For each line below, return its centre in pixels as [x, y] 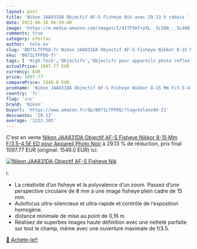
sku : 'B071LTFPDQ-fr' [33, 55]
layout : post [22, 11]
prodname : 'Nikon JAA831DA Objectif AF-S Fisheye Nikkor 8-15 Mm [87, 88]
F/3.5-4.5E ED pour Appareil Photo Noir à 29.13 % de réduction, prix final [94, 144]
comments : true [25, 33]
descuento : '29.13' [30, 115]
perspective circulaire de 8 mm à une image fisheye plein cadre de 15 [98, 191]
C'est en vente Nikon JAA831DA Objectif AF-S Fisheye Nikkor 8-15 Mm [92, 137]
